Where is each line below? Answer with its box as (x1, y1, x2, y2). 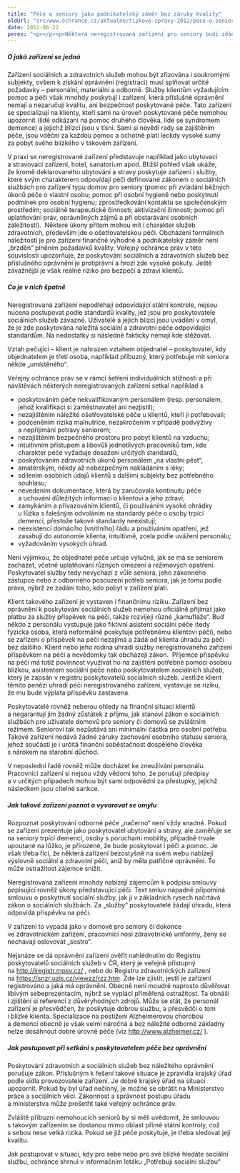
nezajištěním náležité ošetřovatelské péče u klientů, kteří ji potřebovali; (17, 411, 226, 419)
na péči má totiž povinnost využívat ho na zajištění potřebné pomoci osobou (7, 658, 232, 667)
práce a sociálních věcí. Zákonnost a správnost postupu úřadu (7, 1092, 191, 1100)
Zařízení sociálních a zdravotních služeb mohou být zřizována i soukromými (7, 71, 231, 79)
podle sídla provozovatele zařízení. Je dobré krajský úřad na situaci (7, 1077, 206, 1085)
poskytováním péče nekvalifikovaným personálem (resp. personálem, (17, 396, 223, 404)
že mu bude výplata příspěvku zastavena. (7, 688, 130, 697)
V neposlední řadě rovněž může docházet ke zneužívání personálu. (7, 762, 206, 770)
